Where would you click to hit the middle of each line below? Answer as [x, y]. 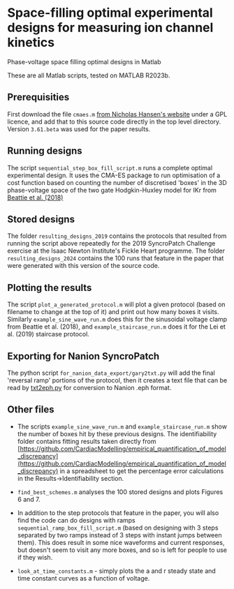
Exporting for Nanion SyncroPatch [83, 356]
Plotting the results [50, 288]
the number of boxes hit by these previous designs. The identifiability [117, 433]
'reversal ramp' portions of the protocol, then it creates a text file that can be [117, 380]
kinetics [31, 43]
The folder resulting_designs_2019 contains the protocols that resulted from [117, 236]
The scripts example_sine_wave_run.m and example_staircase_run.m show [122, 426]
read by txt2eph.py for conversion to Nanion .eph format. [89, 388]
